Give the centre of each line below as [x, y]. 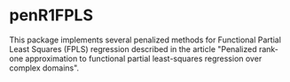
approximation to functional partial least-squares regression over [144, 58]
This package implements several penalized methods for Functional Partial [145, 40]
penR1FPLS [51, 15]
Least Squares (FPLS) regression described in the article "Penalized [133, 48]
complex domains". [44, 68]
